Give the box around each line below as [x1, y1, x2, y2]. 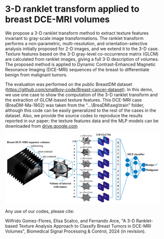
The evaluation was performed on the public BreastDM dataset [5, 81, 133, 87]
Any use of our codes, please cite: [5, 208, 75, 214]
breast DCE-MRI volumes [5, 14, 110, 25]
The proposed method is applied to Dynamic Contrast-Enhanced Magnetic [5, 61, 156, 67]
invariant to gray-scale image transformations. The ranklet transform [5, 35, 144, 41]
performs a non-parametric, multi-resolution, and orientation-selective [5, 40, 148, 46]
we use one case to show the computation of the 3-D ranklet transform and [5, 92, 158, 98]
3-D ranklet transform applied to [5, 3, 140, 15]
